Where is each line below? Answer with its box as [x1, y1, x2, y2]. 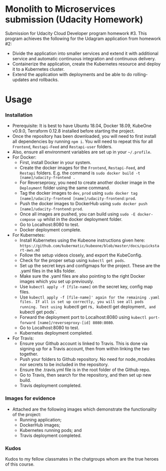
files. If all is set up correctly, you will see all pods [19, 300, 144, 304]
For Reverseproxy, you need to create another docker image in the [19, 179, 155, 186]
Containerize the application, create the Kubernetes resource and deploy [12, 61, 161, 67]
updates [12, 77, 30, 83]
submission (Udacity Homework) [5, 14, 143, 25]
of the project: [12, 411, 41, 417]
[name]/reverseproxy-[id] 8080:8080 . [37, 320, 115, 326]
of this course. [5, 461, 35, 468]
